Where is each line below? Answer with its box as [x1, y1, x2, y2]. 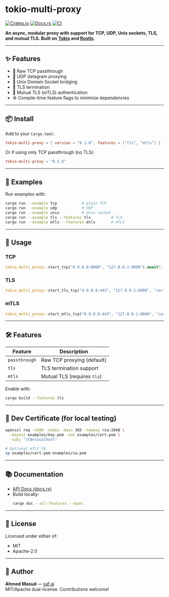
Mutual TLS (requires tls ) [41, 373, 102, 380]
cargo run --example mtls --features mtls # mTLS [5, 219, 125, 225]
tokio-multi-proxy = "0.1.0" [5, 159, 66, 164]
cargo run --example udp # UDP [5, 205, 94, 210]
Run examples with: [5, 191, 46, 197]
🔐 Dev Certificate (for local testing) [5, 414, 117, 423]
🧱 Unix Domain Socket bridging [12, 79, 78, 85]
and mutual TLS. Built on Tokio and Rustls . [5, 35, 96, 41]
